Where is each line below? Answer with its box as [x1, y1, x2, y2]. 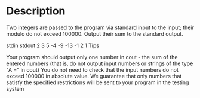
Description [6, 4, 66, 18]
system [6, 85, 24, 92]
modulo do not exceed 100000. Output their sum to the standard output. [6, 30, 183, 37]
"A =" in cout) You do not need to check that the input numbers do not [6, 66, 179, 73]
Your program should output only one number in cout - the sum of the [6, 53, 178, 60]
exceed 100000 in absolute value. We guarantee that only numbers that [6, 72, 182, 79]
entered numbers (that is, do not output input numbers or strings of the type [6, 60, 193, 67]
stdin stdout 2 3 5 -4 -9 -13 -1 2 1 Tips [6, 42, 100, 49]
